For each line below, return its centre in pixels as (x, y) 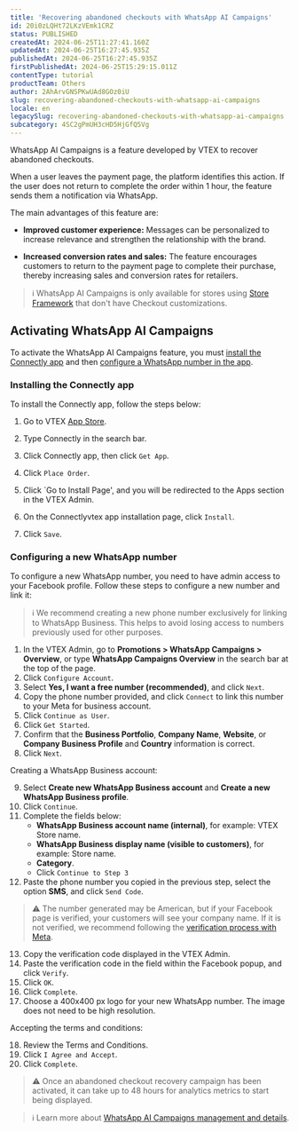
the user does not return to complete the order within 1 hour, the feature (141, 186)
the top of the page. (59, 669)
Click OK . (38, 983)
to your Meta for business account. (87, 706)
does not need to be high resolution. (89, 1011)
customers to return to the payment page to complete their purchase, (149, 266)
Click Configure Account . (68, 678)
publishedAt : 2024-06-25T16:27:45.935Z (84, 59)
